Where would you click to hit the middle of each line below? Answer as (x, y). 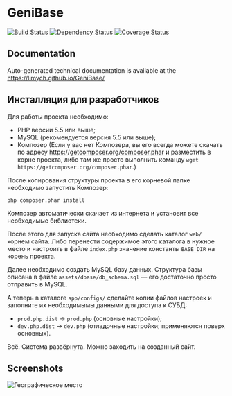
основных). (34, 333)
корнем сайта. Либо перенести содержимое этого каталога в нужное (111, 241)
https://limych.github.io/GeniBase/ (56, 78)
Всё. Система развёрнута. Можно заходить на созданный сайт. (101, 346)
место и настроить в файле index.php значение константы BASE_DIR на (111, 248)
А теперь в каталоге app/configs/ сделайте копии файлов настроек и (110, 298)
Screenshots (35, 368)
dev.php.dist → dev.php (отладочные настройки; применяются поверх (121, 326)
